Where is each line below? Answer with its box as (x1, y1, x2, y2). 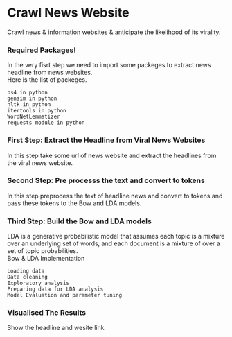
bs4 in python (7, 89, 48, 96)
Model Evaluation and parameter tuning (7, 292, 123, 299)
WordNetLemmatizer (7, 113, 60, 121)
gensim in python (7, 95, 57, 102)
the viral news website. (7, 158, 73, 167)
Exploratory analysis (7, 279, 70, 287)
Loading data (7, 268, 45, 275)
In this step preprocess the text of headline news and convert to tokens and (7, 191, 223, 200)
